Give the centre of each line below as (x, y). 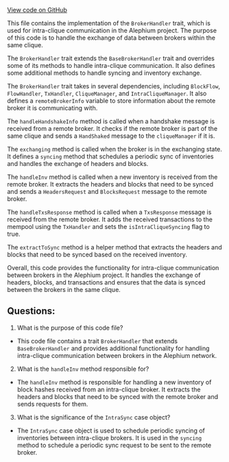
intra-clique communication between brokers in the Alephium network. (117, 355)
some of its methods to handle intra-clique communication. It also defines (111, 65)
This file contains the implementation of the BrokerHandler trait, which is (109, 23)
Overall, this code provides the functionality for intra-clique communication (113, 268)
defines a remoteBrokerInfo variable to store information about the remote (111, 101)
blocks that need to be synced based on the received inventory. (97, 254)
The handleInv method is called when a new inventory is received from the (112, 177)
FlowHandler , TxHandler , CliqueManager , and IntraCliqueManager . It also (107, 93)
